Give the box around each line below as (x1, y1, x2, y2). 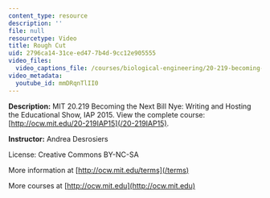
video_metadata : (8, 72, 63, 80)
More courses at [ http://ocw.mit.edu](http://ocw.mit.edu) (8, 180, 195, 190)
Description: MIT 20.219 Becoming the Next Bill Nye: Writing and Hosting (8, 101, 252, 111)
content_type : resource (8, 11, 88, 20)
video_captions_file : (15, 64, 88, 72)
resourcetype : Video (8, 34, 78, 43)
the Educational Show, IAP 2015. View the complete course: (8, 109, 206, 119)
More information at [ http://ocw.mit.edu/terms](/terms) (8, 165, 190, 175)
